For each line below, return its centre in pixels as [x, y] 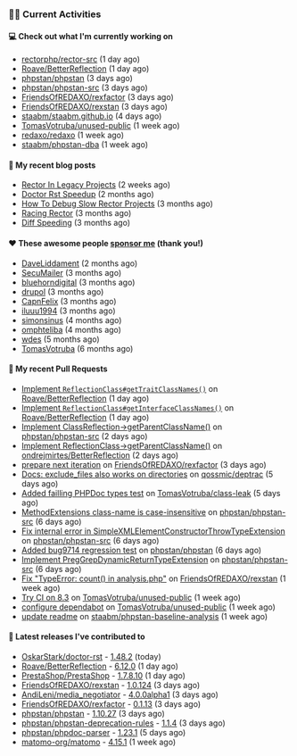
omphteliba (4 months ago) [71, 329]
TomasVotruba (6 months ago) [77, 348]
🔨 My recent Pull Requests [58, 369]
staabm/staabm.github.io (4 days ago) [91, 116]
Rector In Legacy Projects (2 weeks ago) [96, 185]
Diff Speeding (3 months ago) [76, 223]
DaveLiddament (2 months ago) [79, 263]
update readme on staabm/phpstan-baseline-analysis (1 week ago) [144, 616]
